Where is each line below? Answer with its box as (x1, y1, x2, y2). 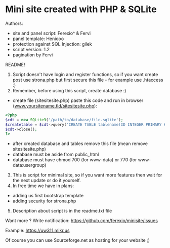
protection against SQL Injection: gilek (12, 41, 92, 47)
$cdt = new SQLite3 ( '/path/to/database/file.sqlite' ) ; (5, 117, 123, 122)
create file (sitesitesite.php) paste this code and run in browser (12, 97, 144, 103)
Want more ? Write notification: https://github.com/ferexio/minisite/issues (5, 218, 158, 224)
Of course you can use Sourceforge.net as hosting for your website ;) (5, 237, 150, 243)
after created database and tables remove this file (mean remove (12, 140, 148, 147)
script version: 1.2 (12, 46, 50, 52)
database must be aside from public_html (12, 151, 99, 158)
